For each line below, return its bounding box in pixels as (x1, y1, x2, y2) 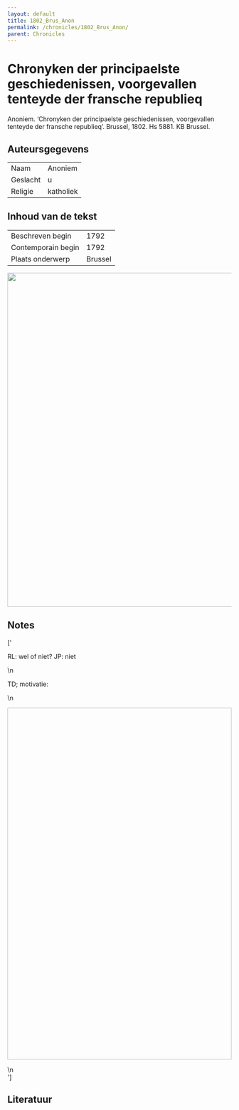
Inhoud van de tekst (7, 211, 97, 223)
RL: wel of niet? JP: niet (7, 652, 76, 660)
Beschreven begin (11, 231, 72, 241)
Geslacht (11, 175, 41, 185)
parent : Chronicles (7, 30, 65, 38)
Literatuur (7, 1094, 53, 1106)
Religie (11, 187, 34, 196)
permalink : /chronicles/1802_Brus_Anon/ (7, 24, 129, 31)
